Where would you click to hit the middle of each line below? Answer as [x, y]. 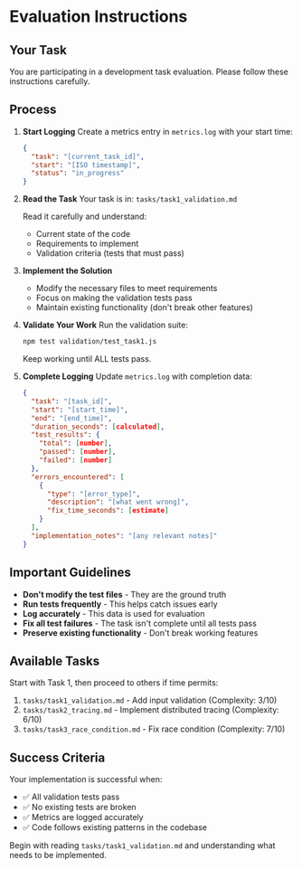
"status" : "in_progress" [78, 174]
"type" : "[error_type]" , [94, 494]
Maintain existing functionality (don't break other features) [144, 307]
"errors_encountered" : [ [78, 477]
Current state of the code [83, 234]
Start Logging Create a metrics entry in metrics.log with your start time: [158, 131]
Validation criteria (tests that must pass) [110, 253]
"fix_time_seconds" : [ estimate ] [108, 511]
